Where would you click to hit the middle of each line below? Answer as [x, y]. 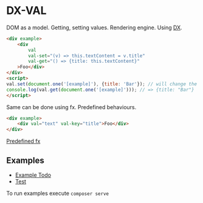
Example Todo [33, 175]
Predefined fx [23, 141]
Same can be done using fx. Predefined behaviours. [71, 107]
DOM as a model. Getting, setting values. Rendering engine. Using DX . [94, 27]
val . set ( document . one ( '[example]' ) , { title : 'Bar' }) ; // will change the [102, 84]
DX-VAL [26, 11]
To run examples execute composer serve [58, 193]
